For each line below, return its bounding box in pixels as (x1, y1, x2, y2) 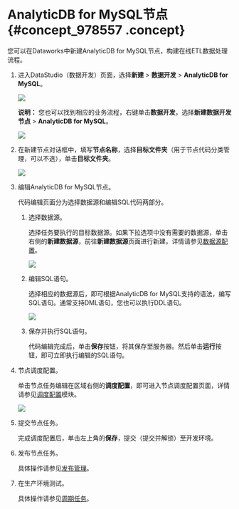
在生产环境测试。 (17, 478, 68, 488)
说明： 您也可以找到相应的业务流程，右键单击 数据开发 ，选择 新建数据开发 (17, 107, 232, 116)
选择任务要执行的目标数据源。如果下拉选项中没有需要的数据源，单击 (28, 228, 228, 236)
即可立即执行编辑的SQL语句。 (41, 350, 129, 360)
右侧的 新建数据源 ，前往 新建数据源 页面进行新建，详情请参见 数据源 (28, 236, 222, 246)
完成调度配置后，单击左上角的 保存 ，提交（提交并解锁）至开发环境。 (17, 434, 218, 442)
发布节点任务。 (17, 448, 62, 457)
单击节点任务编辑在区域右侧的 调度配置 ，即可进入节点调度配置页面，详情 (17, 381, 230, 389)
